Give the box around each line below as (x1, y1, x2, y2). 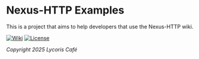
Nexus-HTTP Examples (6, 4, 124, 17)
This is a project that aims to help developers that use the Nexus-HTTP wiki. (6, 23, 194, 30)
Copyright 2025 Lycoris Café (6, 45, 78, 53)
